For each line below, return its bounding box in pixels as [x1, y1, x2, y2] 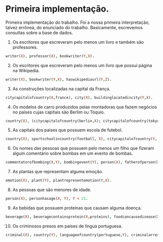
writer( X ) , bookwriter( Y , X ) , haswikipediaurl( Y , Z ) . [5, 77, 112, 82]
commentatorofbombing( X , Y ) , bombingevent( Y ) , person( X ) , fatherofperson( [5, 160, 158, 165]
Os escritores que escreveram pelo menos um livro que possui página [12, 62, 152, 68]
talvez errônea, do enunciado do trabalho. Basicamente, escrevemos [5, 24, 143, 30]
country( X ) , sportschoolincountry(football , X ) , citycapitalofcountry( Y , [5, 137, 158, 142]
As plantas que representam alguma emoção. [12, 169, 104, 175]
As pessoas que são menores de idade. [12, 187, 91, 193]
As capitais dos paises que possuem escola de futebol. [12, 127, 123, 133]
